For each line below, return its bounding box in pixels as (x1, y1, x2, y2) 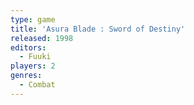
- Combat (19, 80, 56, 90)
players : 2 (10, 61, 56, 71)
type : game (10, 14, 56, 25)
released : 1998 (10, 33, 74, 43)
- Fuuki (19, 52, 52, 62)
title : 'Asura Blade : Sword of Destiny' (10, 24, 186, 34)
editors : (10, 42, 47, 53)
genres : (10, 71, 43, 81)
